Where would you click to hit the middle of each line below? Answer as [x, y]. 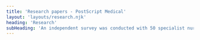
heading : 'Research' [32, 22]
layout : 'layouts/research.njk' [46, 17]
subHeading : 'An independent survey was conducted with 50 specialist [96, 28]
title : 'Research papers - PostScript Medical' [66, 11]
